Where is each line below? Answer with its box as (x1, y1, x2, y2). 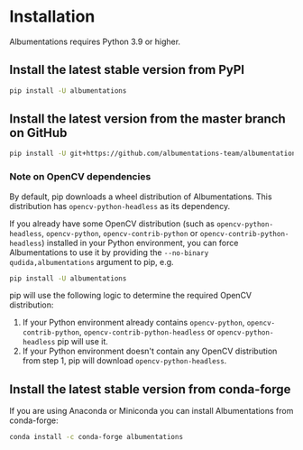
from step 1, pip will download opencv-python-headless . (22, 355, 227, 366)
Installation (9, 6, 96, 27)
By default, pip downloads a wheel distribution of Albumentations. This (9, 191, 272, 202)
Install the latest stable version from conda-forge (9, 381, 291, 397)
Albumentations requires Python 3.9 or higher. (9, 36, 181, 47)
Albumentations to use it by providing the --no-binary (9, 246, 209, 258)
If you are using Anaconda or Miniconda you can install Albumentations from (9, 406, 294, 417)
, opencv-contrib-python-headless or (79, 326, 216, 337)
